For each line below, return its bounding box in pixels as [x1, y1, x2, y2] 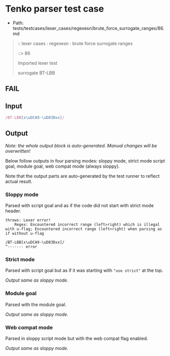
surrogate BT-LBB [17, 69, 55, 76]
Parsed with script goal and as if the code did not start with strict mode [5, 203, 154, 209]
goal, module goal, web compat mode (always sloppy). [5, 163, 120, 169]
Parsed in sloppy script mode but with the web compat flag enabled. [5, 335, 148, 342]
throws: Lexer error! [5, 218, 51, 223]
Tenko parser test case [5, 3, 104, 15]
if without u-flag [5, 231, 44, 236]
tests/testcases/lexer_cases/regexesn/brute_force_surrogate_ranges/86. [12, 25, 165, 31]
